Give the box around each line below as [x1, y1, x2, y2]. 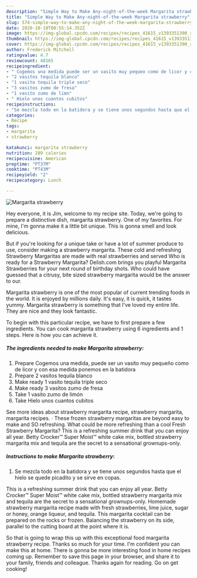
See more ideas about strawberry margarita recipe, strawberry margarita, [6, 408, 184, 415]
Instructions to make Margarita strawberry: [6, 453, 116, 460]
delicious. [6, 228, 29, 235]
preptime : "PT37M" [6, 161, 51, 167]
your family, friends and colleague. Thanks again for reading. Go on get [6, 559, 179, 566]
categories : [6, 112, 35, 118]
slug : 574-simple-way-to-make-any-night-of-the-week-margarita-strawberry [6, 19, 193, 25]
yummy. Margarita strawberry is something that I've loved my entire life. [6, 301, 180, 308]
